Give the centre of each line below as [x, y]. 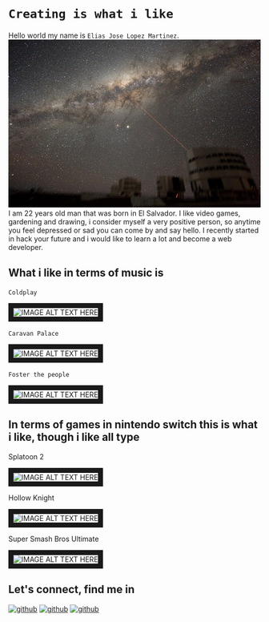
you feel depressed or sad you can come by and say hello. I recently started [134, 230]
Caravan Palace [34, 333]
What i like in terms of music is [86, 273]
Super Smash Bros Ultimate [54, 539]
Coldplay [23, 293]
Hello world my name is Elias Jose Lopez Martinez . [94, 35]
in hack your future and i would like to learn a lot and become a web [120, 239]
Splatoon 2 [26, 456]
